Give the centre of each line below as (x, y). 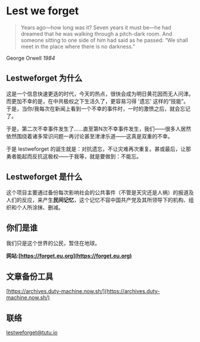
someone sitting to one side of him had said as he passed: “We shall (104, 40)
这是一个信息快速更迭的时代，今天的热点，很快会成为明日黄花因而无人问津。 (100, 94)
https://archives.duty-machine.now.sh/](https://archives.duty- (84, 291)
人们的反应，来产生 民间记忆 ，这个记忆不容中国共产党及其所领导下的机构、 (97, 200)
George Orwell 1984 (31, 58)
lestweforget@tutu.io (32, 332)
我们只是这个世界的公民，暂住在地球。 (53, 243)
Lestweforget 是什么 (44, 177)
